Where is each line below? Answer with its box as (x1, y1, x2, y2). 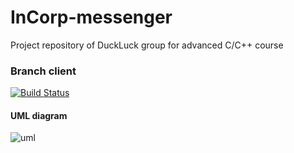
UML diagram (10, 109, 68, 121)
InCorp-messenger (10, 6, 173, 29)
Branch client (10, 64, 77, 78)
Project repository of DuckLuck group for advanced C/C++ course (10, 39, 284, 51)
